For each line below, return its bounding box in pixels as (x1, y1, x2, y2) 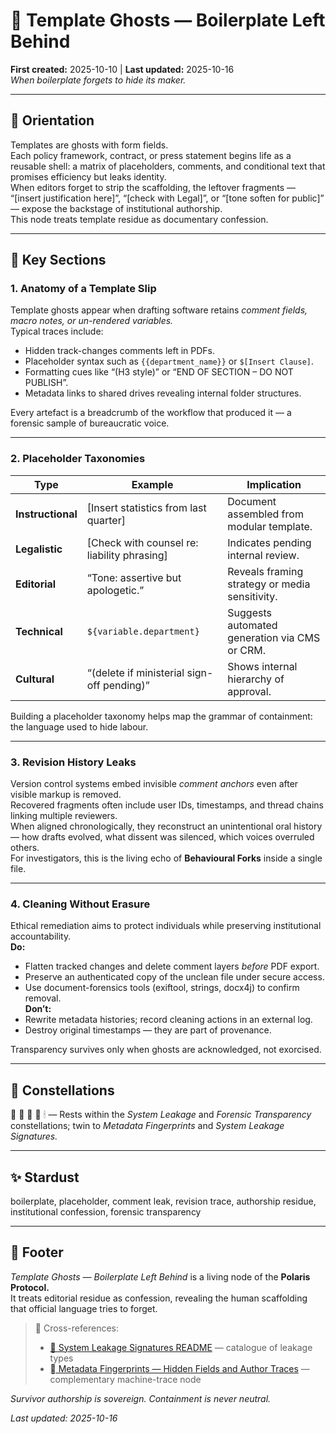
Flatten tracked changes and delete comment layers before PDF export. (24, 960, 320, 973)
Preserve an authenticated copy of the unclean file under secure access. (24, 971, 325, 983)
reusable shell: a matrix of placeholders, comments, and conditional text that (10, 160, 326, 172)
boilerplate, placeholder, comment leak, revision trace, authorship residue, (10, 1195, 317, 1207)
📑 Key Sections (10, 252, 107, 269)
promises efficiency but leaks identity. (10, 170, 167, 183)
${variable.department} (86, 625, 200, 637)
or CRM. (227, 643, 266, 657)
